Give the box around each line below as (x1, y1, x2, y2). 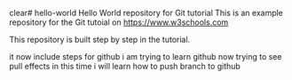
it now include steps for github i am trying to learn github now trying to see (9, 52, 282, 61)
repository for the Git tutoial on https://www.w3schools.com (9, 17, 229, 28)
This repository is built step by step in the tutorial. (9, 35, 191, 44)
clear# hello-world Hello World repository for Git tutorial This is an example (9, 8, 284, 18)
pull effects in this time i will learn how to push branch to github (9, 61, 241, 71)
